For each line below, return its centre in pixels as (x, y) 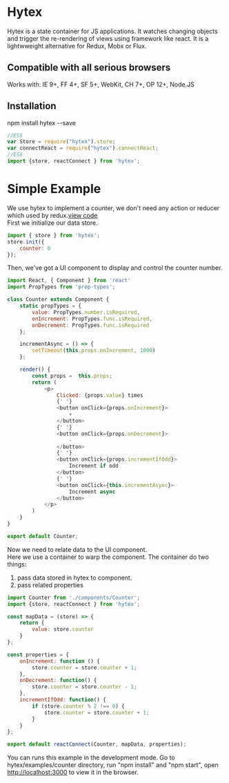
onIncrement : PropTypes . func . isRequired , (92, 319)
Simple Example (54, 189)
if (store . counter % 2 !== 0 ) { (79, 706)
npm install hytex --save (42, 122)
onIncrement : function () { (60, 661)
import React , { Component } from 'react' (69, 281)
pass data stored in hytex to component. (74, 578)
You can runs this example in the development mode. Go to (91, 757)
